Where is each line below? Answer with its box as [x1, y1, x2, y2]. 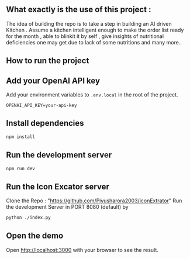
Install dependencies [6, 118, 84, 128]
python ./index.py [6, 215, 51, 221]
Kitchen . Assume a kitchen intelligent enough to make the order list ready [6, 26, 184, 33]
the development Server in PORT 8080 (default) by [6, 203, 129, 210]
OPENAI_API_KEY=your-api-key [6, 102, 77, 109]
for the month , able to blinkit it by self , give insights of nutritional [6, 32, 164, 40]
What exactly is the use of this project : [6, 5, 151, 15]
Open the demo [6, 231, 64, 241]
